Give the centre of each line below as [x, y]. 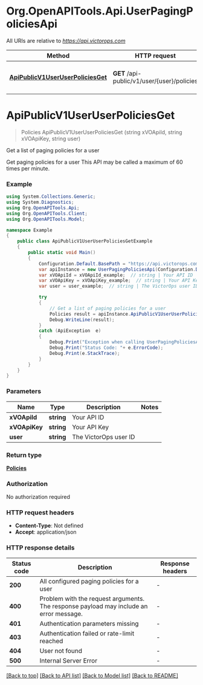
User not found [61, 651]
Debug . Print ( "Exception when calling [97, 342]
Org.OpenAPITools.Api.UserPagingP [100, 11]
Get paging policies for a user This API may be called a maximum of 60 [95, 162]
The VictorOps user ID [104, 437]
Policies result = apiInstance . [90, 314]
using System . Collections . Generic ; [51, 197]
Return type [24, 455]
